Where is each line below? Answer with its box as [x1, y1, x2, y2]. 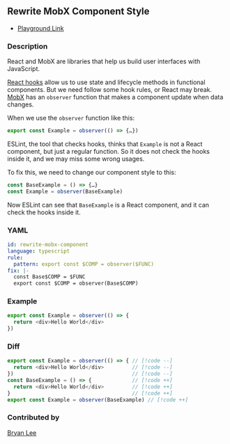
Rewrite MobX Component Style [7, 6, 150, 17]
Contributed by [7, 413, 60, 422]
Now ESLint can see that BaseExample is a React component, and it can [7, 200, 210, 209]
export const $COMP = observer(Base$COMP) [13, 280, 139, 287]
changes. [7, 100, 34, 109]
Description [7, 41, 48, 51]
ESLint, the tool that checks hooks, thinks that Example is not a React [7, 139, 203, 148]
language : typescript [7, 247, 70, 255]
